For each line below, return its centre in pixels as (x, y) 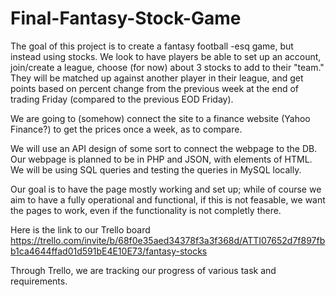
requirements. (39, 281)
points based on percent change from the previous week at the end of (154, 88)
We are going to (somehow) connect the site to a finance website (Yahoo (160, 118)
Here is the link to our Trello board (80, 229)
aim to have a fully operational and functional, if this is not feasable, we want (168, 199)
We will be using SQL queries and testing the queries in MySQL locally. (156, 169)
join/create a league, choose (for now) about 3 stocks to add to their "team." (167, 67)
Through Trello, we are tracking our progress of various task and (143, 270)
